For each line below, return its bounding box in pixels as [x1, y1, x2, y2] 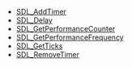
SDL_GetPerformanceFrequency [15, 32, 124, 42]
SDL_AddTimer [15, 7, 67, 16]
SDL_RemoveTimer [15, 50, 79, 59]
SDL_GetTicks [15, 41, 63, 51]
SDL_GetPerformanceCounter [15, 24, 116, 33]
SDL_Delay [15, 15, 53, 25]
